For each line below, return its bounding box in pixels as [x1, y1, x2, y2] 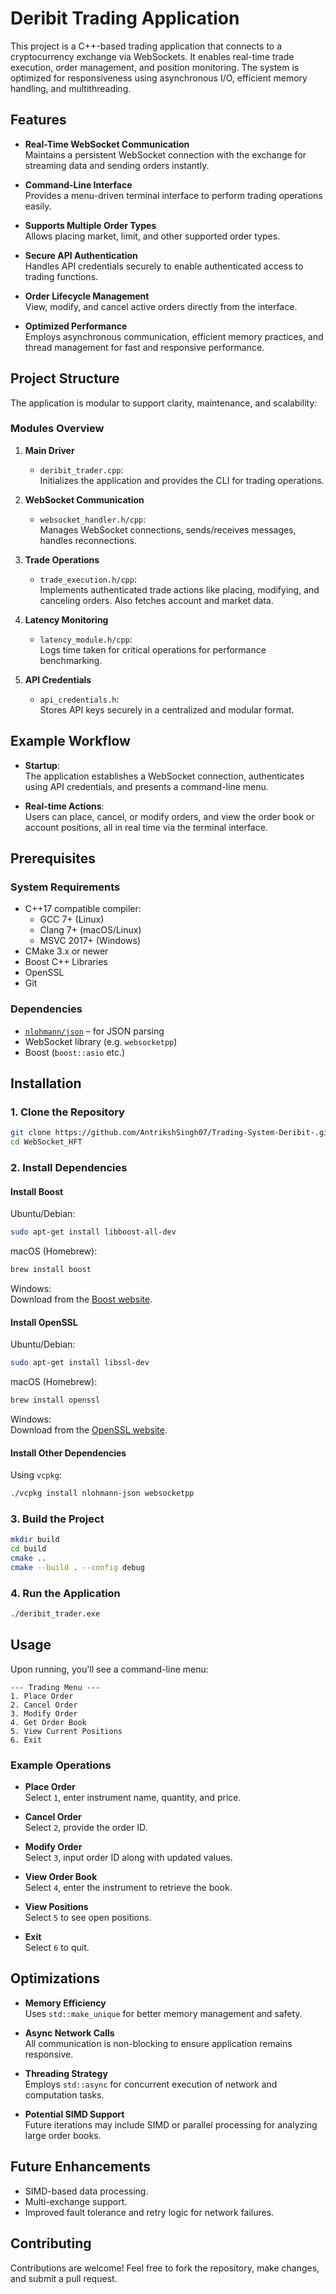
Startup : [24, 759, 60, 771]
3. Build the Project [10, 1512, 105, 1526]
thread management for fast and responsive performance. [24, 341, 265, 353]
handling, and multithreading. [10, 82, 132, 94]
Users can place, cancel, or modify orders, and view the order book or [24, 810, 315, 822]
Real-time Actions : [24, 800, 105, 812]
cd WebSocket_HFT [10, 1137, 83, 1147]
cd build [10, 1544, 47, 1554]
